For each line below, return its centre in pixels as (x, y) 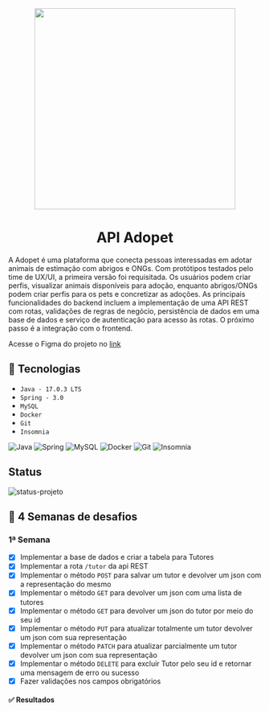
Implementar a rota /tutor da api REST (84, 566)
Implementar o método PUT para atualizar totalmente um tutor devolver (136, 628)
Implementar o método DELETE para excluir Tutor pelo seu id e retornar (136, 664)
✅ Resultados (31, 700)
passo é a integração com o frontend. (71, 328)
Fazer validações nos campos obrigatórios (90, 681)
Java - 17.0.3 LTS (51, 389)
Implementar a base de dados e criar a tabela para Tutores (117, 557)
